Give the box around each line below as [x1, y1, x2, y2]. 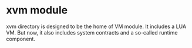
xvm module [6, 4, 68, 17]
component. [6, 35, 35, 42]
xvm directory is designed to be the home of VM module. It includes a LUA [6, 23, 187, 30]
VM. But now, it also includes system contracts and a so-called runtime [6, 29, 178, 36]
